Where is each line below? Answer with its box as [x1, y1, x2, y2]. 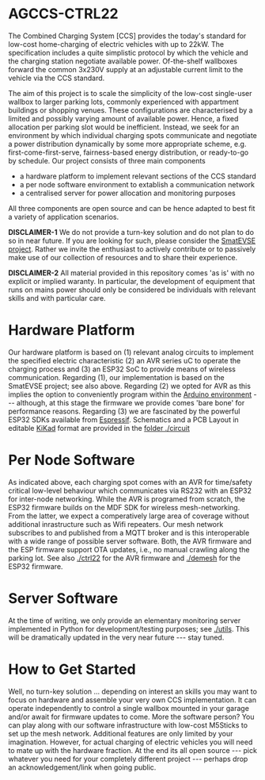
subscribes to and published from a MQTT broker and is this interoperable [8, 528, 250, 537]
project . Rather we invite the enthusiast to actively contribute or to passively [8, 244, 256, 254]
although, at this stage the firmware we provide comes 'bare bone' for [16, 398, 245, 407]
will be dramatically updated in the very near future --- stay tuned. [8, 632, 225, 642]
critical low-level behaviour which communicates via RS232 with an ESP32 [8, 486, 252, 495]
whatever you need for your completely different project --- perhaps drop [8, 754, 248, 763]
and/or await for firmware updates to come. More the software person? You [8, 712, 255, 721]
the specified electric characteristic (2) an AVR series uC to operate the [8, 355, 241, 365]
